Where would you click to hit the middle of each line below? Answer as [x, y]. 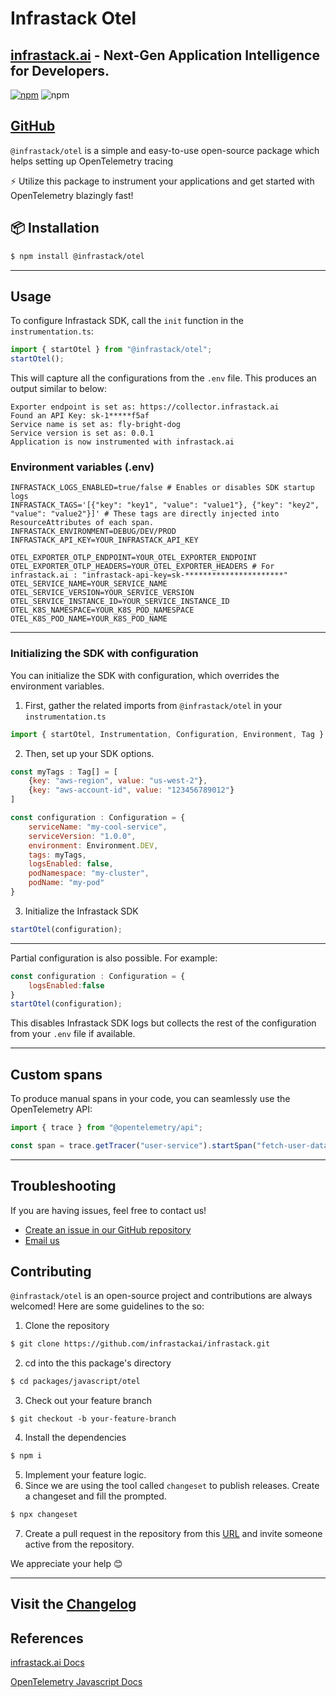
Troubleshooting [63, 1186]
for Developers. [60, 70]
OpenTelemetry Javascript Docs [76, 1682]
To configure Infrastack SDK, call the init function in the [127, 321]
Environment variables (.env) [82, 467]
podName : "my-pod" [66, 883]
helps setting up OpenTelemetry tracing [92, 161]
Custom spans [56, 1074]
